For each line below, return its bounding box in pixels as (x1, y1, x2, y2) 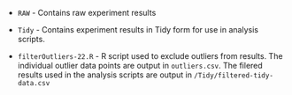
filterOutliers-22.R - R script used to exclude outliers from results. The (17, 51, 283, 61)
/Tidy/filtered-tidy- (194, 71, 274, 80)
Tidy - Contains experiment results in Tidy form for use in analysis (17, 25, 259, 34)
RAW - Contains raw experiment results (17, 8, 157, 18)
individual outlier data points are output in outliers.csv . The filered (17, 61, 263, 70)
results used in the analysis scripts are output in (17, 69, 193, 80)
